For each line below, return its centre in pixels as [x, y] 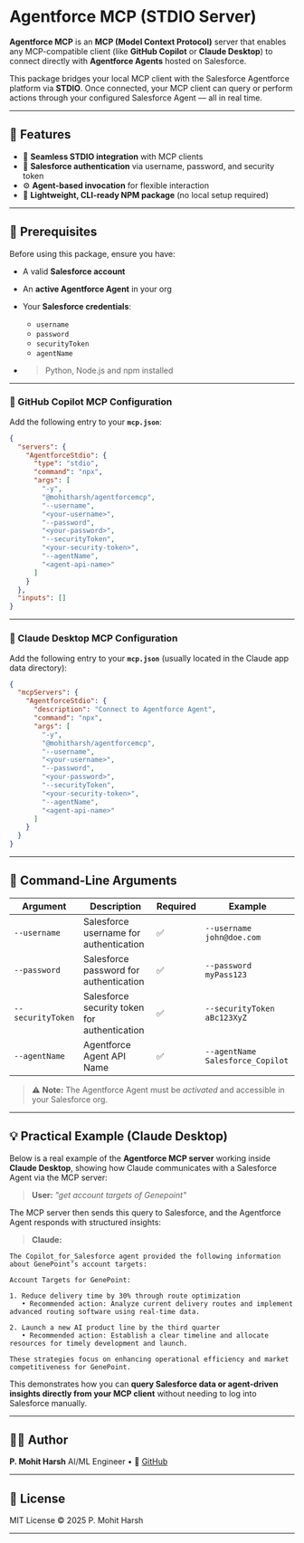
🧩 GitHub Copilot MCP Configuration [91, 402]
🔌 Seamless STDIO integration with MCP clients [113, 157]
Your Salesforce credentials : [77, 306]
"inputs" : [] [42, 598]
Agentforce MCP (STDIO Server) [133, 17]
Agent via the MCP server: [59, 1177]
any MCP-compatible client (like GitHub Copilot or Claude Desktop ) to [141, 51]
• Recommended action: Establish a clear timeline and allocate [145, 1335]
